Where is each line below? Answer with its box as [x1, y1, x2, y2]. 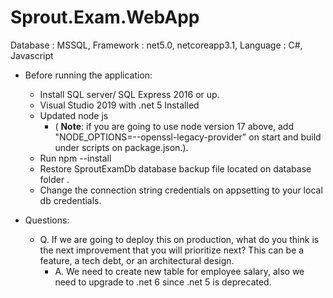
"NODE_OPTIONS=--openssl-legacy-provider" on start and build [54, 131, 322, 143]
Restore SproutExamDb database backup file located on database [39, 162, 312, 175]
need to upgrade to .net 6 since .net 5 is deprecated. [54, 276, 272, 288]
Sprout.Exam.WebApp [10, 6, 200, 29]
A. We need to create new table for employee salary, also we [54, 265, 305, 277]
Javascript [10, 49, 54, 61]
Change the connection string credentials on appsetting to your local [39, 184, 323, 196]
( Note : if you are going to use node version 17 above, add [54, 120, 295, 132]
